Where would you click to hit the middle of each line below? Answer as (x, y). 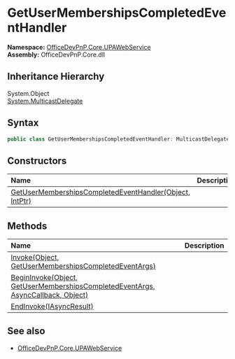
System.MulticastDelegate (45, 101)
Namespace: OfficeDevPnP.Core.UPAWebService (79, 47)
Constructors (37, 161)
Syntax (23, 123)
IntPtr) (21, 201)
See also (26, 331)
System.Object (28, 93)
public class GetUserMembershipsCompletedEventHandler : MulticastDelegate (119, 139)
